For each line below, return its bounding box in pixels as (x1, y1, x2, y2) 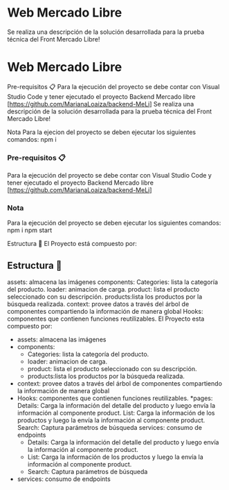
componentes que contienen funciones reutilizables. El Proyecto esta (7, 314, 205, 323)
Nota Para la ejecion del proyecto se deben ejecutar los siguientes (7, 128, 196, 136)
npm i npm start (7, 226, 53, 234)
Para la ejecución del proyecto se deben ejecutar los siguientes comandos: (7, 219, 221, 227)
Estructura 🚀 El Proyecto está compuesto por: (7, 240, 137, 248)
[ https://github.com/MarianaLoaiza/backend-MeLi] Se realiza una (7, 100, 194, 108)
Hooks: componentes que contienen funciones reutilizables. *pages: (17, 394, 213, 402)
